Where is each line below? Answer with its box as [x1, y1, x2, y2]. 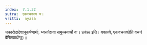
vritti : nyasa [5, 16, 36, 21]
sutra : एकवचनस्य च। [5, 12, 44, 16]
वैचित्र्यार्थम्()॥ [5, 35, 27, 41]
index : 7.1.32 [5, 7, 36, 12]
